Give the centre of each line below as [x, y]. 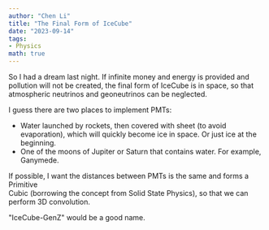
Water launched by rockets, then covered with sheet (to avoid [123, 126]
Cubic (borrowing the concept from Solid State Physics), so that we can [128, 193]
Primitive [23, 184]
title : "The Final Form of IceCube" [70, 24]
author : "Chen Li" [39, 16]
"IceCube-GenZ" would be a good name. [77, 217]
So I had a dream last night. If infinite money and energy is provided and [129, 77]
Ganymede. [39, 160]
